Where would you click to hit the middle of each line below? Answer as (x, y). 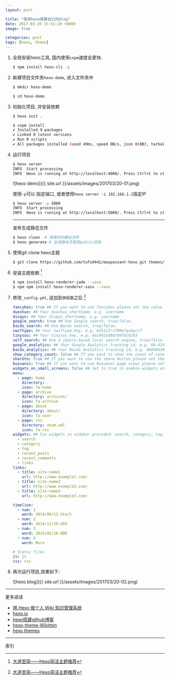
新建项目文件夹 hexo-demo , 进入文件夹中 (53, 77)
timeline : (23, 505)
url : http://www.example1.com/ (55, 477)
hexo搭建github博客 (33, 620)
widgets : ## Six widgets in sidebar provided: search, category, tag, (89, 434)
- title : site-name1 (39, 472)
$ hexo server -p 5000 (36, 203)
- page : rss (30, 420)
